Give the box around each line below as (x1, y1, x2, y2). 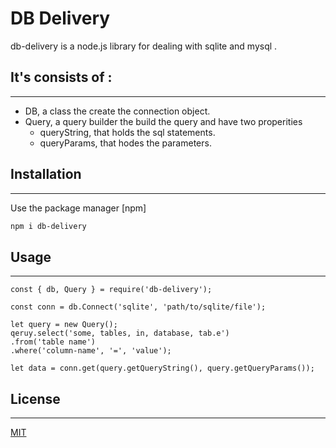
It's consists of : (10, 69, 113, 86)
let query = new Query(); (10, 320, 118, 330)
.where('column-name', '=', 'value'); (10, 346, 172, 356)
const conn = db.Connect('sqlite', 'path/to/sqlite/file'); (10, 302, 267, 312)
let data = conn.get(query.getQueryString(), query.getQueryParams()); (10, 363, 315, 374)
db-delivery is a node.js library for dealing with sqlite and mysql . (10, 40, 278, 52)
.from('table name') (10, 337, 97, 347)
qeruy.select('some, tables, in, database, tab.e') (10, 328, 230, 339)
